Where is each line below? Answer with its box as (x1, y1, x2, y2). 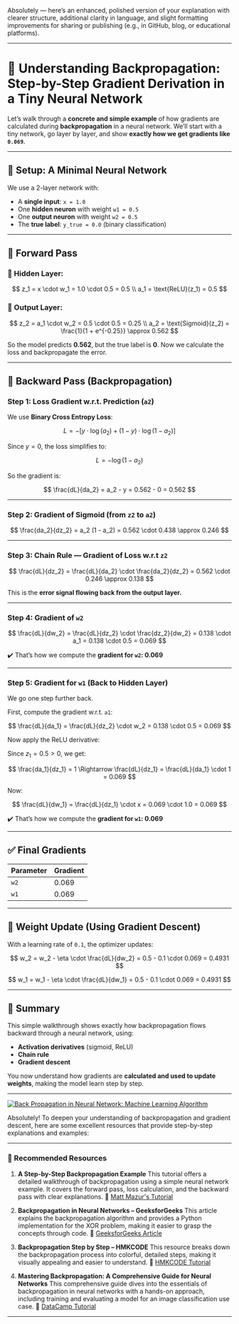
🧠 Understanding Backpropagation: (7, 61, 221, 77)
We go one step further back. (7, 694, 94, 703)
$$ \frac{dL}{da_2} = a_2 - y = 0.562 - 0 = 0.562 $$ (43, 485, 196, 494)
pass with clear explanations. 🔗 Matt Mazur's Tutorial (17, 1192, 174, 1201)
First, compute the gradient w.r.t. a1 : (7, 708, 113, 716)
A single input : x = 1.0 (17, 197, 86, 205)
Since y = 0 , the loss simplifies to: (7, 442, 107, 451)
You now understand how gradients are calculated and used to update (7, 1071, 216, 1080)
